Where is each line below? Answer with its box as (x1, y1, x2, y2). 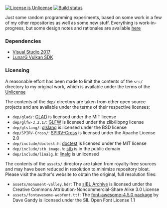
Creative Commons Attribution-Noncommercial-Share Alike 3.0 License (12, 186, 160, 192)
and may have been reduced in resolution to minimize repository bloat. (5, 166, 151, 172)
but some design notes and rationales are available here (25, 25, 141, 31)
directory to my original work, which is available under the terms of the (5, 83, 151, 90)
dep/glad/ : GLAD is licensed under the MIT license (12, 113, 116, 120)
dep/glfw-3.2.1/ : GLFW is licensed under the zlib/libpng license (12, 119, 144, 125)
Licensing (5, 67, 30, 74)
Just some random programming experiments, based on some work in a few (5, 15, 162, 20)
